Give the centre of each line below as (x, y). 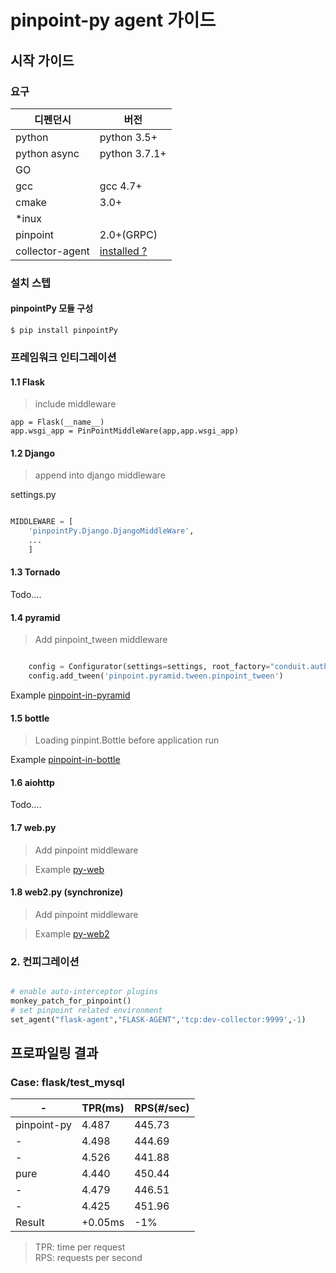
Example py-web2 (72, 933)
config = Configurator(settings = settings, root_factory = (149, 667)
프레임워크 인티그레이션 (63, 357)
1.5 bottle (30, 718)
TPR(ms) (103, 1108)
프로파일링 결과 (54, 1052)
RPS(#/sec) (162, 1108)
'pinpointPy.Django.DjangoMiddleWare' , (111, 531)
